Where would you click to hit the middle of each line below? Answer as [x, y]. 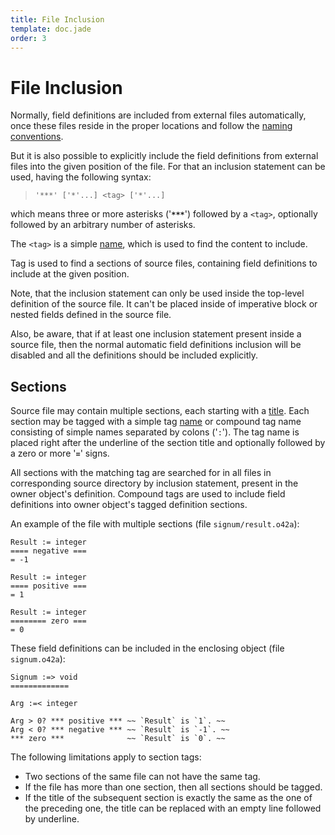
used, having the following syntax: [81, 177]
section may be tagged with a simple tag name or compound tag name [156, 422]
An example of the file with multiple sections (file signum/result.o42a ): [155, 524]
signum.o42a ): [38, 659]
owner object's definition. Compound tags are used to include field [148, 494]
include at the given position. [70, 274]
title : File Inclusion [57, 19]
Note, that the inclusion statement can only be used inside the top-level [157, 293]
